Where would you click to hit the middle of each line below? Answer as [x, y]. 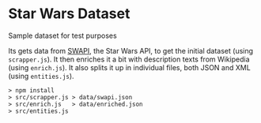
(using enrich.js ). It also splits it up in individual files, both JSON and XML [129, 67]
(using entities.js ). [41, 76]
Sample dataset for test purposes [62, 35]
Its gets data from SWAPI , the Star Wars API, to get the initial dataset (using [131, 50]
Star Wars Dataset [69, 14]
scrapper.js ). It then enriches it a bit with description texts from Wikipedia [129, 59]
